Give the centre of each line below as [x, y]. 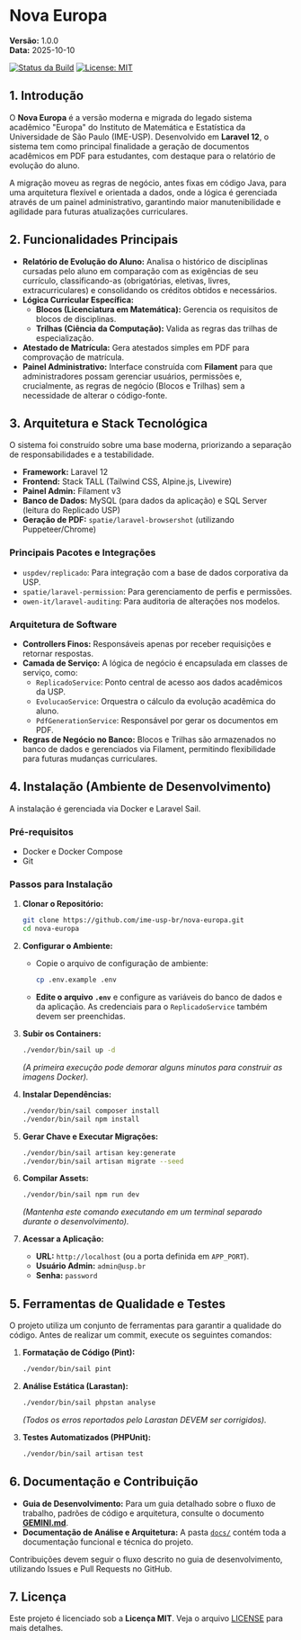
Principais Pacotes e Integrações [83, 552]
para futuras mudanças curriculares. [90, 758]
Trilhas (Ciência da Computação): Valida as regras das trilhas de [157, 328]
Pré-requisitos [41, 831]
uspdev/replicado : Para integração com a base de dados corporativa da [155, 572]
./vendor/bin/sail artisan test [83, 1454]
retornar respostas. [58, 653]
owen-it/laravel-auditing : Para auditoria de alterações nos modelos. [151, 601]
